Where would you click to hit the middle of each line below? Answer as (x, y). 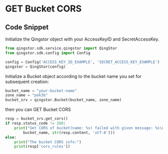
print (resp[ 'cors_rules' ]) (42, 146)
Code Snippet (27, 27)
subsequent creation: (27, 81)
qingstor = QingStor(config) (35, 66)
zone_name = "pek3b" (27, 95)
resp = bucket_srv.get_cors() (37, 119)
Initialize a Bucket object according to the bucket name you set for (73, 76)
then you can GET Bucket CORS (38, 109)
